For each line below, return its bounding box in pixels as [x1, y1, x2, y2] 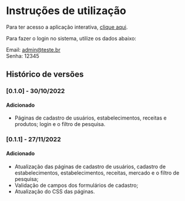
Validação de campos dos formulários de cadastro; [14, 182, 139, 189]
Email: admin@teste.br [6, 46, 60, 53]
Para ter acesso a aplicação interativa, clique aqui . [6, 23, 128, 30]
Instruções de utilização [6, 4, 126, 18]
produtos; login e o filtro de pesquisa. [14, 121, 106, 128]
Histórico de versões [6, 69, 84, 80]
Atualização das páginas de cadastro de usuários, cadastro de [14, 163, 166, 170]
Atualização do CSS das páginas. [14, 188, 95, 195]
